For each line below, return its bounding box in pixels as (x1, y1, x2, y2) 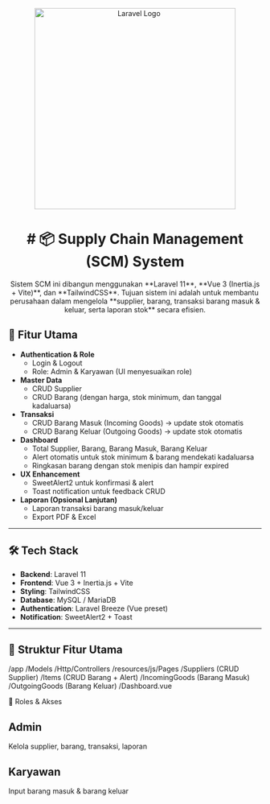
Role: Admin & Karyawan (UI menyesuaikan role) (31, 366, 193, 376)
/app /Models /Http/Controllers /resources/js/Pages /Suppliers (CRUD (8, 664, 239, 674)
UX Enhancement (19, 469, 80, 479)
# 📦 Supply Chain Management (27, 230, 243, 249)
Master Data (19, 375, 63, 385)
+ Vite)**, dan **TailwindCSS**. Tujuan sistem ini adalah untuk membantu (11, 287, 259, 297)
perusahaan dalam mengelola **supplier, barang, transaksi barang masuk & (10, 296, 260, 306)
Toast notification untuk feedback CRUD (31, 486, 166, 496)
